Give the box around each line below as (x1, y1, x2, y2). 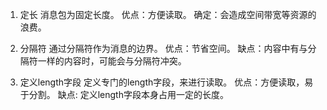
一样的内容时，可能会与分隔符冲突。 (37, 55, 187, 67)
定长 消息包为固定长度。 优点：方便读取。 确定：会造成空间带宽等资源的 (19, 9, 317, 20)
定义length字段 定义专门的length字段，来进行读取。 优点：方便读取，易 (19, 76, 314, 88)
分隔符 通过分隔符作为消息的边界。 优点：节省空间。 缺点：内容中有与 (19, 43, 308, 54)
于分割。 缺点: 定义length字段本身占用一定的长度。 (19, 89, 229, 100)
